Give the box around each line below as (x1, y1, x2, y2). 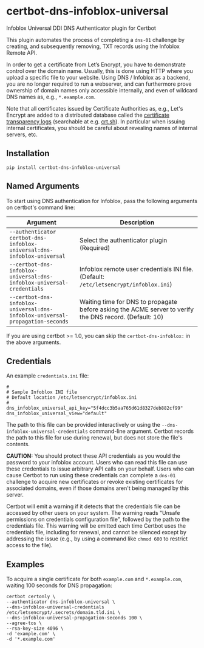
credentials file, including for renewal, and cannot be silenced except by (6, 529, 187, 536)
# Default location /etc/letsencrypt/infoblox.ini (6, 395, 137, 401)
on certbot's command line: (6, 204, 75, 211)
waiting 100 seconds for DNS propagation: (6, 582, 112, 589)
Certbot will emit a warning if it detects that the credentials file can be (6, 503, 181, 510)
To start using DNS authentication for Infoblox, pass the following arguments (6, 197, 198, 204)
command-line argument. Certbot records (89, 427, 194, 435)
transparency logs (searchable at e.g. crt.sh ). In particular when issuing (6, 117, 185, 125)
